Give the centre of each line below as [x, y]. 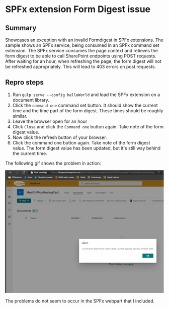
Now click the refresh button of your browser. [60, 137]
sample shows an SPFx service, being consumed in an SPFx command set [82, 45]
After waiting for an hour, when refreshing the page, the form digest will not [83, 61]
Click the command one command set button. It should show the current [85, 105]
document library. [31, 100]
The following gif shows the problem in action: [53, 163]
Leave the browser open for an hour [50, 121]
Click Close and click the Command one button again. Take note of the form [88, 126]
